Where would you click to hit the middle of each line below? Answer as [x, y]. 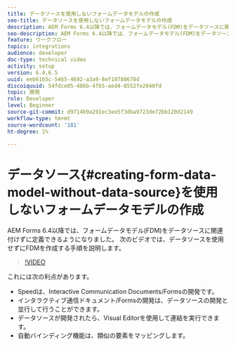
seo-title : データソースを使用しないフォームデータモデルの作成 [90, 20]
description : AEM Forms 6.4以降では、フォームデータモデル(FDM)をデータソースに [116, 27]
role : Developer [31, 99]
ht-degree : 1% [28, 132]
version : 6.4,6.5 [33, 72]
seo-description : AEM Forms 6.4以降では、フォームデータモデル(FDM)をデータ [112, 33]
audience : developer [38, 53]
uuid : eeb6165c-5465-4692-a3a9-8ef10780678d [73, 79]
